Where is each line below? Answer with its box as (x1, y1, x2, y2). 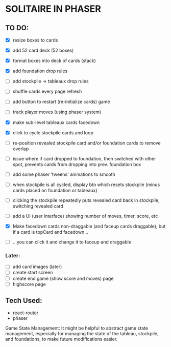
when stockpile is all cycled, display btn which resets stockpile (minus (12, 181, 160, 188)
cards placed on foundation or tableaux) (12, 187, 97, 193)
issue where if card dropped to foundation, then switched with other (12, 155, 156, 161)
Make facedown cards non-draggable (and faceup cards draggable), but (12, 223, 166, 229)
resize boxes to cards (12, 37, 58, 43)
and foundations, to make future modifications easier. (5, 336, 118, 342)
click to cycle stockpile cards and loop (12, 129, 93, 136)
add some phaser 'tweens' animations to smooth (12, 171, 116, 177)
